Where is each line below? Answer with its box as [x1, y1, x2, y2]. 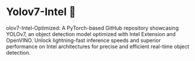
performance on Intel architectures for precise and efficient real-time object [6, 43, 190, 50]
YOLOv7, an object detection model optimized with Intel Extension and [6, 30, 176, 37]
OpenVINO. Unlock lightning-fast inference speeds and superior [6, 37, 161, 44]
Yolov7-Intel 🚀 [6, 5, 76, 19]
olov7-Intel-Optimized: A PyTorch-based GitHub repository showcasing [6, 24, 179, 31]
